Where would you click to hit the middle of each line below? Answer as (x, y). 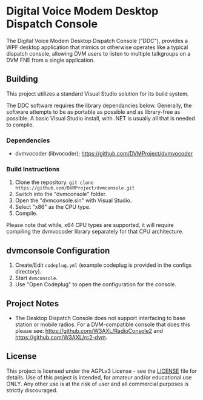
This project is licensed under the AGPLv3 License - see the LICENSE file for (101, 371)
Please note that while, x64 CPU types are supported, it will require (90, 225)
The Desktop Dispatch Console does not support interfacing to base (100, 318)
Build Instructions (33, 169)
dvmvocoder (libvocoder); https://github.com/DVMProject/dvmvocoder (104, 154)
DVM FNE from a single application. (51, 60)
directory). (28, 272)
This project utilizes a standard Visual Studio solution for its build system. (98, 93)
